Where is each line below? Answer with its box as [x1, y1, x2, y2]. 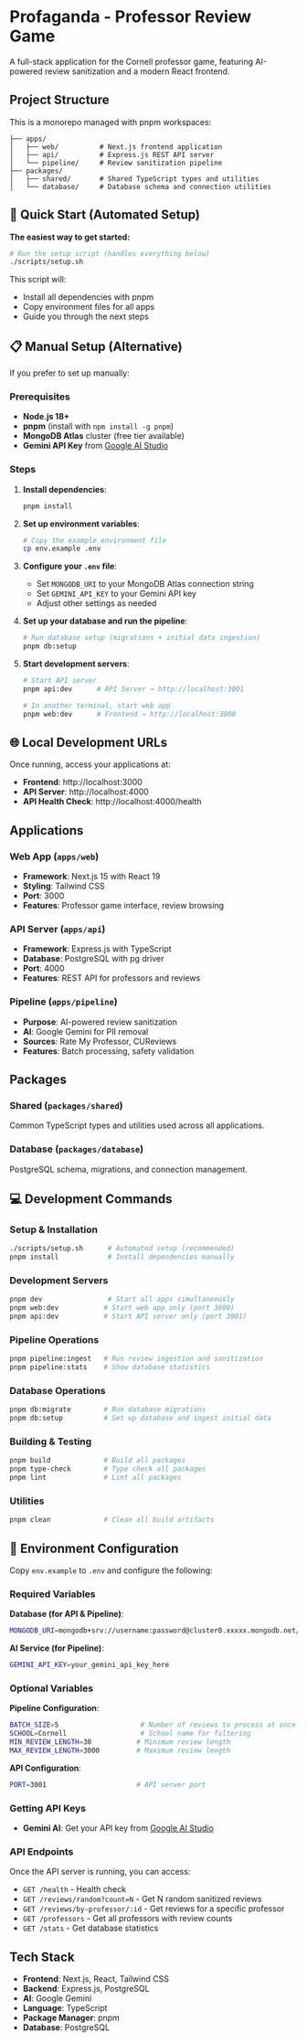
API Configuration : [9, 1762, 82, 1773]
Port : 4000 [22, 963, 65, 974]
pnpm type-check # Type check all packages [9, 1464, 206, 1473]
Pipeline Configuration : [9, 1703, 100, 1714]
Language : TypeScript [22, 2003, 108, 2014]
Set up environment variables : [22, 518, 140, 529]
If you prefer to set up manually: [9, 367, 130, 378]
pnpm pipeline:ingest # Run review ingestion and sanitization [9, 1355, 263, 1364]
